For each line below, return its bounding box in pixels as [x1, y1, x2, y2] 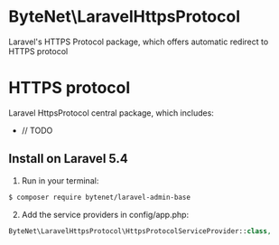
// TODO [21, 125, 53, 136]
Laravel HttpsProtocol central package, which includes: [8, 107, 214, 118]
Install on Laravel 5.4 [8, 151, 128, 166]
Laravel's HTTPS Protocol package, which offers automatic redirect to [8, 36, 269, 47]
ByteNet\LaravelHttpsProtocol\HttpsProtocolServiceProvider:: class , [8, 226, 272, 236]
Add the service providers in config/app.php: [21, 209, 190, 220]
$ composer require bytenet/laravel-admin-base [8, 193, 191, 202]
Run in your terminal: [21, 174, 99, 186]
